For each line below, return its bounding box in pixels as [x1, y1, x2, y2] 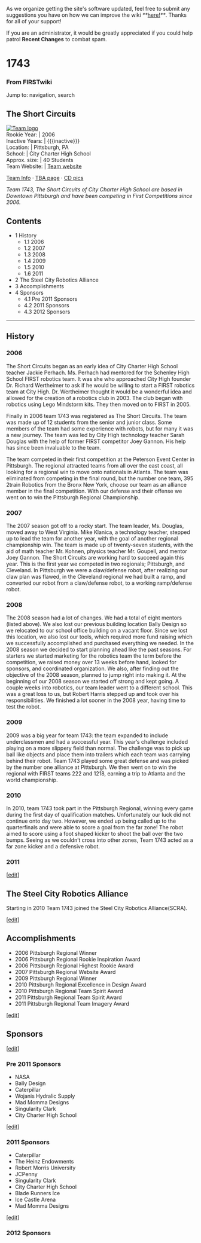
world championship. [6, 776, 58, 783]
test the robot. [6, 703, 41, 710]
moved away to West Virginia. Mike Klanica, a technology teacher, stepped [6, 529, 190, 536]
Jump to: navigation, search [6, 91, 75, 99]
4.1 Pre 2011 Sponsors [23, 295, 78, 303]
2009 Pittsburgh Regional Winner [14, 975, 98, 982]
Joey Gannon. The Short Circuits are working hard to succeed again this [6, 554, 184, 561]
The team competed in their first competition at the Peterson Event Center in [6, 456, 194, 463]
